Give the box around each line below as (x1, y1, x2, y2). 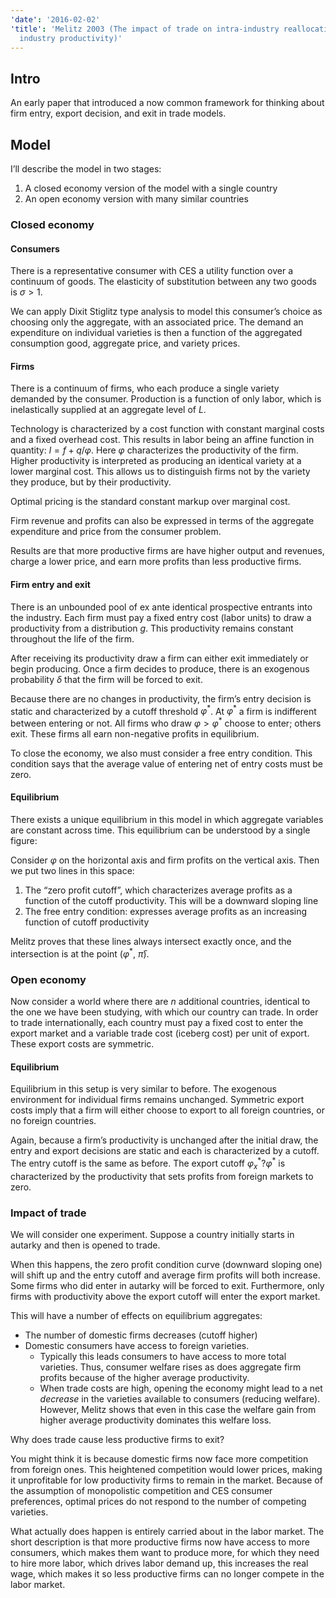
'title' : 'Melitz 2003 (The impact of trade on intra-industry (10, 24, 280, 34)
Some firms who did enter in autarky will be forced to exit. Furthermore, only (10, 1279, 325, 1291)
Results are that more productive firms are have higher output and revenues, (10, 545, 325, 557)
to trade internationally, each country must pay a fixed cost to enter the (10, 1017, 304, 1028)
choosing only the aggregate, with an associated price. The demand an (10, 316, 304, 328)
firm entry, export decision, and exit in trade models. (10, 107, 227, 120)
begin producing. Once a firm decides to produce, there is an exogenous (10, 662, 310, 675)
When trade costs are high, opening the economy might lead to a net (39, 1382, 323, 1394)
